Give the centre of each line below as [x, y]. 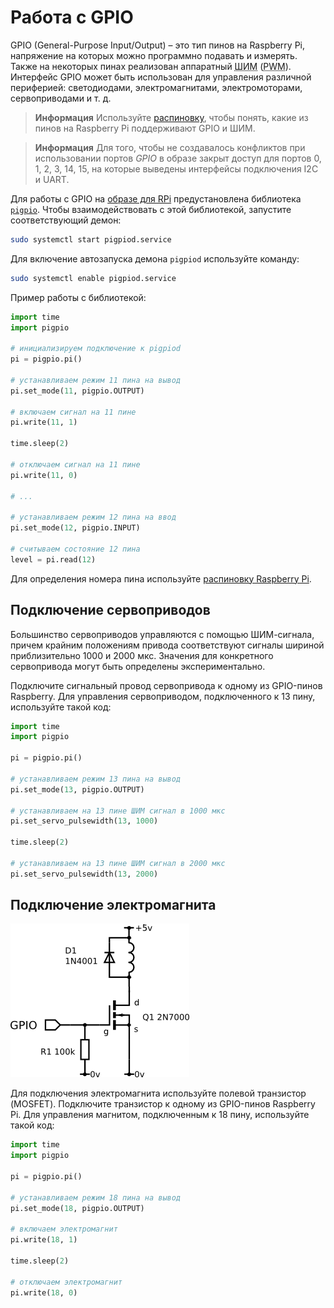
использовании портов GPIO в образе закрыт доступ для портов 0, [178, 158]
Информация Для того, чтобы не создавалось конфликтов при [170, 147]
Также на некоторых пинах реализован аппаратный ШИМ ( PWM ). [151, 66]
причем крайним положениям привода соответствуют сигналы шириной [167, 645]
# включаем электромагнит [64, 1229]
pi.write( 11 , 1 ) [44, 422]
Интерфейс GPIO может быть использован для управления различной [161, 77]
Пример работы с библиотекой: [78, 297]
